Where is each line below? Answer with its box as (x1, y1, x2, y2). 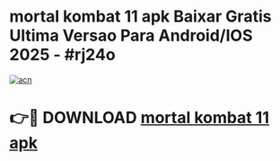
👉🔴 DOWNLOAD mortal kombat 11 (9, 108, 269, 128)
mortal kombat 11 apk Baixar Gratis (9, 6, 272, 27)
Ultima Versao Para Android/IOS (9, 25, 253, 46)
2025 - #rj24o (9, 45, 116, 65)
